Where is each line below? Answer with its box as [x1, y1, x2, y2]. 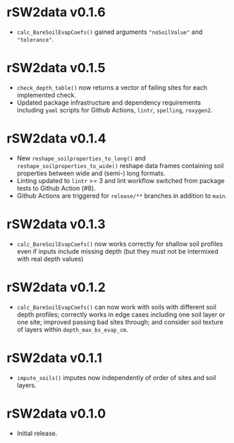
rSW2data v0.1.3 [6, 216, 106, 232]
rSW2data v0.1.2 [6, 279, 106, 295]
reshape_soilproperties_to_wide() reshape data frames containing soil [16, 161, 224, 170]
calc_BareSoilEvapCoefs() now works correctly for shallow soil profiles [16, 240, 223, 248]
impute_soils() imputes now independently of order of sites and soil [16, 373, 216, 382]
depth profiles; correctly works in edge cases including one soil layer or [16, 310, 226, 319]
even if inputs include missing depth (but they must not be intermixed [16, 247, 218, 255]
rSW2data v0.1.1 [6, 350, 103, 366]
